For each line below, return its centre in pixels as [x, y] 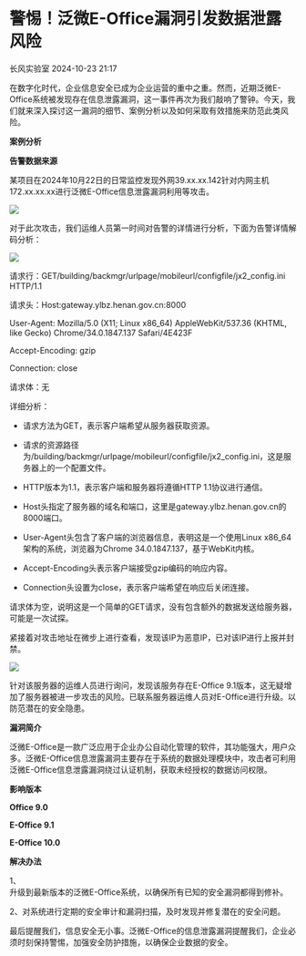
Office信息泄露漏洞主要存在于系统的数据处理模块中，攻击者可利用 [173, 758]
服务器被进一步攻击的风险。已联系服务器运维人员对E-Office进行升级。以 [160, 696]
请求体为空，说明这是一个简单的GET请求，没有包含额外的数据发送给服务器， [153, 606]
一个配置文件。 [82, 468]
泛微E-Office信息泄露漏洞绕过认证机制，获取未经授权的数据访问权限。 [141, 769]
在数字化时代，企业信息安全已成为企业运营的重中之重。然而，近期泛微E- [145, 87]
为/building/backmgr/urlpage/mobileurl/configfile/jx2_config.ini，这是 [153, 456]
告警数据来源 [33, 160]
